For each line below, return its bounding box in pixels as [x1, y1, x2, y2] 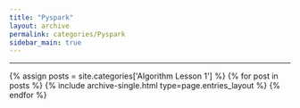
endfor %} [9, 90, 47, 101]
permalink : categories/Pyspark [9, 29, 126, 38]
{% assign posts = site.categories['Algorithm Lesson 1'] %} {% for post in [9, 71, 279, 81]
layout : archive [9, 21, 70, 30]
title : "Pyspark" [9, 12, 74, 22]
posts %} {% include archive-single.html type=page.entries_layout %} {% [9, 80, 281, 91]
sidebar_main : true [9, 37, 82, 47]
